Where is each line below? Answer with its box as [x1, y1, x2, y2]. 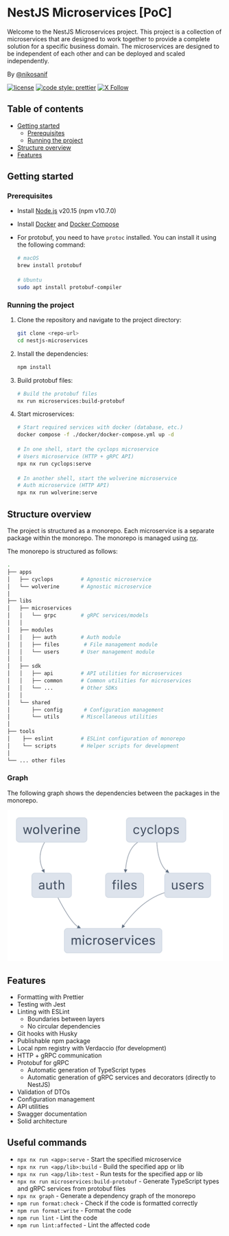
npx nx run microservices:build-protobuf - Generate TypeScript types [16, 1177, 219, 1185]
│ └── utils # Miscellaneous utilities [7, 713, 158, 721]
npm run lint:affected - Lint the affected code [16, 1221, 151, 1229]
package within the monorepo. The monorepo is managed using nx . [7, 534, 199, 542]
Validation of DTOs [16, 1088, 71, 1097]
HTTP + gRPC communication [16, 1051, 102, 1059]
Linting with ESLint [16, 1008, 70, 1016]
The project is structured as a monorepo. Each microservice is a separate [7, 527, 215, 535]
